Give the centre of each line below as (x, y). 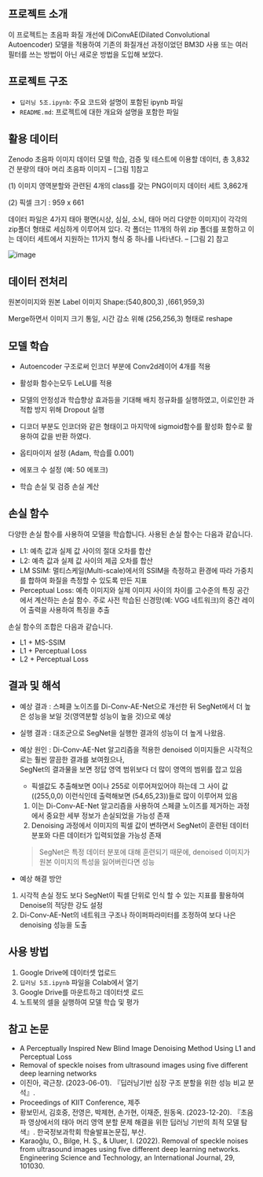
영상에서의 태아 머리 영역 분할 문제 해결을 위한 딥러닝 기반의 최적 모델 (133, 1122)
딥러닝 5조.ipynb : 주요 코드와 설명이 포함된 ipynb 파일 (101, 102)
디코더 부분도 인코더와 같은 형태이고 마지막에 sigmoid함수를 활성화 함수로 (132, 427)
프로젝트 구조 (38, 81)
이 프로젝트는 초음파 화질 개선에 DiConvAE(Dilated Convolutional (109, 35)
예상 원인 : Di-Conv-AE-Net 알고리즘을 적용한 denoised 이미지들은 (122, 750)
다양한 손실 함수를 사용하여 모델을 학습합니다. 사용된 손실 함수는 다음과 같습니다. (131, 534)
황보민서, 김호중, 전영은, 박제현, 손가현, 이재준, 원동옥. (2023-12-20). (126, 1112)
